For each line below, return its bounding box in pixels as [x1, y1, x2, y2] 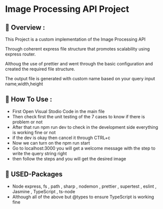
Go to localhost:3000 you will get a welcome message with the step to [12, 145, 156, 151]
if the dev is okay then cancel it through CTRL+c [12, 135, 111, 141]
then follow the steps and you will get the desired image [12, 156, 126, 161]
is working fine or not [12, 129, 56, 135]
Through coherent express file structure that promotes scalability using [5, 46, 150, 52]
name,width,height [5, 81, 43, 87]
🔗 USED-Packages [5, 170, 63, 179]
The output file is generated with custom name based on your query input [5, 76, 156, 81]
